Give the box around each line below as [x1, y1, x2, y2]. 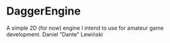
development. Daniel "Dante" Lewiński [6, 30, 103, 38]
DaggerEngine [6, 4, 81, 18]
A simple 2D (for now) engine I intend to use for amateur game [6, 24, 164, 31]
